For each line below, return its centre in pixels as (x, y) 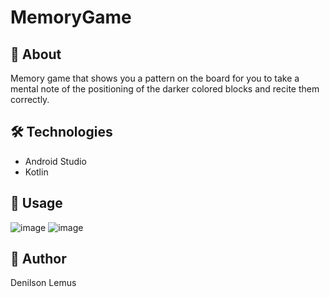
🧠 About (36, 54)
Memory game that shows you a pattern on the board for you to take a (155, 78)
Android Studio (55, 161)
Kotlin (36, 172)
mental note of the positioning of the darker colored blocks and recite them (165, 89)
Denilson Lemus (43, 283)
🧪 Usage (36, 203)
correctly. (30, 99)
